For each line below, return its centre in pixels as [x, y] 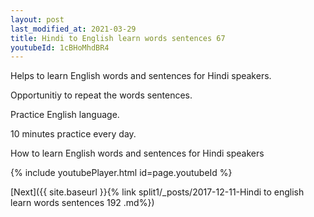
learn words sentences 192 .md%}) [82, 203]
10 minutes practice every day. [73, 134]
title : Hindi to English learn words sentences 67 [118, 38]
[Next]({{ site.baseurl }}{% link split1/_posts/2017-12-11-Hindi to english [157, 192]
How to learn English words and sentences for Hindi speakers [137, 153]
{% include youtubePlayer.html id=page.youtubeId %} [121, 173]
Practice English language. [65, 115]
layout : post [37, 19]
